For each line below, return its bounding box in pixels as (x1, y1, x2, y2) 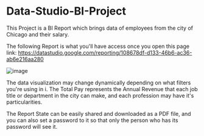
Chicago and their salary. (6, 30, 69, 38)
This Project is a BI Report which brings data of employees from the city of (6, 24, 194, 32)
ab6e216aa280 (6, 55, 44, 63)
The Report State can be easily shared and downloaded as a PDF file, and (6, 110, 191, 117)
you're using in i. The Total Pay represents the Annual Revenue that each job (6, 85, 198, 92)
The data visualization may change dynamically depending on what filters (6, 79, 191, 86)
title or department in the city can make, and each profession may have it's (6, 92, 194, 99)
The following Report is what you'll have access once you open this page (6, 42, 190, 50)
